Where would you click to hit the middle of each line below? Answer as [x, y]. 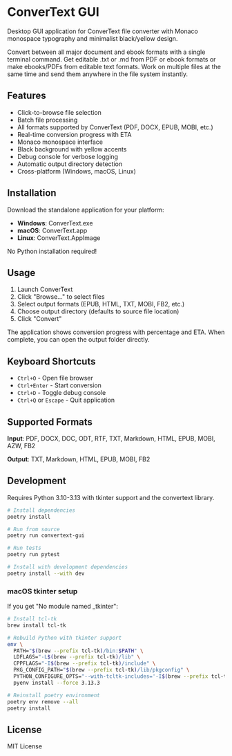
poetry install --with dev [46, 573]
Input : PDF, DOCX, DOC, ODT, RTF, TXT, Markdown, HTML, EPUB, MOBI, [111, 439]
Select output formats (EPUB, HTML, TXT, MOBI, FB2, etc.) [101, 304]
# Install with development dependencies [68, 567]
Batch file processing [47, 120]
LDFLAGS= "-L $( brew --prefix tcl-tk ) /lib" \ [77, 657]
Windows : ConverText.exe [55, 223]
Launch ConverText [45, 289]
